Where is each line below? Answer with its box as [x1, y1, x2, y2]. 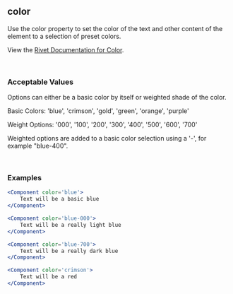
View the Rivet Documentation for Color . [7, 45, 124, 54]
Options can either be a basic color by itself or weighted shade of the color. [7, 93, 227, 102]
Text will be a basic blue [20, 196, 100, 203]
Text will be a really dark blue [20, 247, 119, 254]
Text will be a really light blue [20, 221, 121, 228]
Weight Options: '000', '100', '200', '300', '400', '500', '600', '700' [7, 120, 198, 129]
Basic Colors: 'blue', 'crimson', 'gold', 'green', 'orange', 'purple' [7, 107, 189, 115]
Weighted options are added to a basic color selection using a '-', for [7, 134, 207, 143]
